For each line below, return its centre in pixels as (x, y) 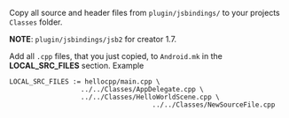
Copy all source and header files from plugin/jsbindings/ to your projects (145, 13)
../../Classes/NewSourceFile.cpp (214, 105)
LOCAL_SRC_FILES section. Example (77, 66)
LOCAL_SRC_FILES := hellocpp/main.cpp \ (85, 82)
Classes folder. (36, 22)
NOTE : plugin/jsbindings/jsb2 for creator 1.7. (93, 39)
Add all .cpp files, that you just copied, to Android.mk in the (116, 56)
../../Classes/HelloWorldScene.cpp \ (150, 97)
